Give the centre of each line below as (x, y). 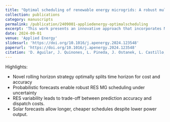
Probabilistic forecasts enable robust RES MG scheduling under (79, 87)
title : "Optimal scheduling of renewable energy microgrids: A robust (81, 10)
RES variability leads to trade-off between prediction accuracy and (82, 98)
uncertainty (25, 93)
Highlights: (16, 67)
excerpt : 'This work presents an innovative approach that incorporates (83, 29)
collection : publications (32, 15)
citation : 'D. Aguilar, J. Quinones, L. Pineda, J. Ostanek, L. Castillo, (86, 52)
